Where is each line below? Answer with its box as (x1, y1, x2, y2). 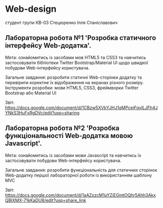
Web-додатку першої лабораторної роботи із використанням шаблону (5, 172, 152, 178)
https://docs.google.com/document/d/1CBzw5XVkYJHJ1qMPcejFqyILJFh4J (5, 104, 158, 111)
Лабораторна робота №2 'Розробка (5, 124, 120, 133)
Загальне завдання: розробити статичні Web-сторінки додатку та (5, 74, 143, 80)
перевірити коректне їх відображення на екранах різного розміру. (5, 79, 144, 85)
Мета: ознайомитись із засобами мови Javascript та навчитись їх (5, 152, 142, 158)
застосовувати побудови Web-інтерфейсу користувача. (5, 158, 122, 163)
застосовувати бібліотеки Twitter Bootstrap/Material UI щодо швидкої (5, 60, 148, 66)
